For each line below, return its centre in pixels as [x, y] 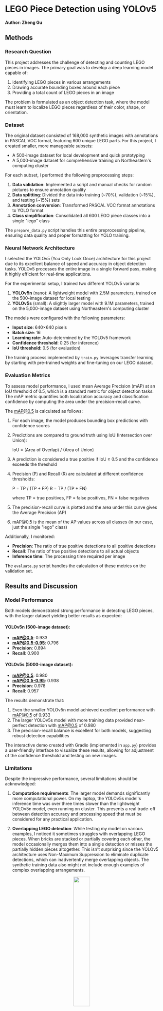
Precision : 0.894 [29, 648]
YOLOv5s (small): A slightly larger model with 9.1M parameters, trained [83, 304]
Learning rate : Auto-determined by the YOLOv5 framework [72, 338]
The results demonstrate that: [35, 700]
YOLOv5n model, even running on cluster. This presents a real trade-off [84, 809]
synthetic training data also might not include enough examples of [78, 865]
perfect [19, 725]
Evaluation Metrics [28, 375]
